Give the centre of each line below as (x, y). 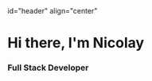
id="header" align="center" (53, 11)
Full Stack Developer (48, 67)
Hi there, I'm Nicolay (76, 43)
